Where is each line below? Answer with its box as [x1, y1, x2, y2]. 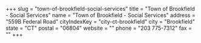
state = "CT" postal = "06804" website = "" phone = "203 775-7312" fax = [5, 24, 192, 31]
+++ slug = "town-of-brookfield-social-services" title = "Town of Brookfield [5, 5, 196, 12]
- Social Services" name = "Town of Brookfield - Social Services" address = [5, 12, 196, 19]
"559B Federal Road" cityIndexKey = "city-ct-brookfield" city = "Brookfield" [5, 18, 196, 25]
